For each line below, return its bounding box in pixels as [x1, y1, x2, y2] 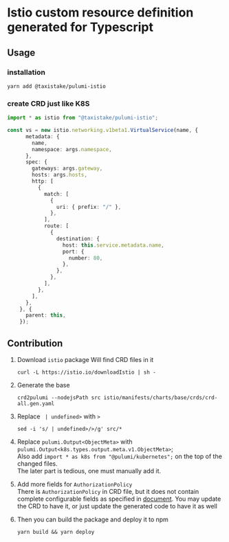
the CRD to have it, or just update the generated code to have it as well [17, 501, 218, 510]
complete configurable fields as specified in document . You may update [17, 495, 221, 503]
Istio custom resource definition [7, 5, 194, 21]
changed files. [17, 459, 58, 468]
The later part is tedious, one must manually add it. [17, 466, 162, 475]
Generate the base [17, 381, 70, 389]
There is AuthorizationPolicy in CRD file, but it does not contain [17, 487, 199, 495]
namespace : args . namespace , [32, 146, 112, 153]
